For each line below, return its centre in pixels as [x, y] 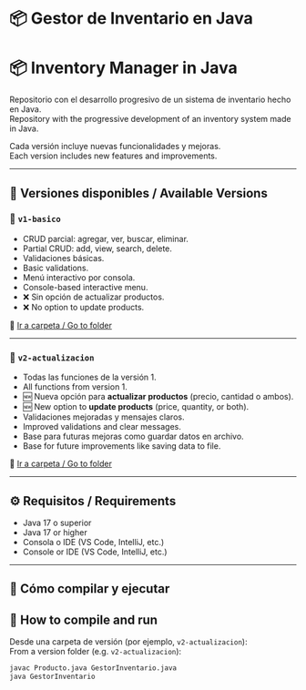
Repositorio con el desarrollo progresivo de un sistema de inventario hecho [150, 100]
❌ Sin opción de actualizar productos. [93, 297]
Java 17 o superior [57, 523]
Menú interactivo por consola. [79, 277]
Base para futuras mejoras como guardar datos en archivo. [133, 436]
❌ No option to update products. [83, 307]
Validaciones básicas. [63, 258]
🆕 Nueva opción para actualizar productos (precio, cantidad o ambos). [158, 397]
